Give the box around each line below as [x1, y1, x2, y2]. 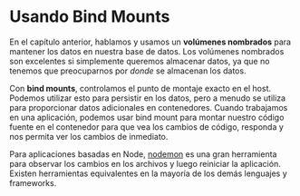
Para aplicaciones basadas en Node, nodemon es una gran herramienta [9, 148, 277, 160]
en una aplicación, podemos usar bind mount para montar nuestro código [9, 112, 285, 122]
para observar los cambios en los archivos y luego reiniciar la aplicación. [9, 158, 281, 169]
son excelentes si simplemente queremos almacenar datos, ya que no [9, 55, 270, 66]
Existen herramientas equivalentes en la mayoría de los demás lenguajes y [9, 168, 287, 179]
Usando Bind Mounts [9, 6, 170, 27]
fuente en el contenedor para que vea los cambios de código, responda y [9, 121, 284, 132]
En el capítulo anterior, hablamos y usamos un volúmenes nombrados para [9, 36, 292, 47]
